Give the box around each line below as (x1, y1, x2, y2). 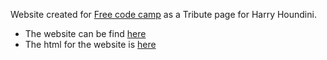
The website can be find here (24, 28, 147, 39)
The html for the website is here (24, 39, 157, 50)
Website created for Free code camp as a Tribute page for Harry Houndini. (10, 9, 317, 20)
